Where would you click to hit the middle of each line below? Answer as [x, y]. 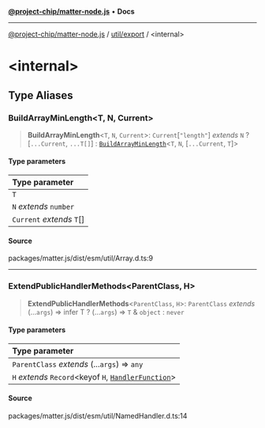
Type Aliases [41, 95]
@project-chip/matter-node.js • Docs [72, 11]
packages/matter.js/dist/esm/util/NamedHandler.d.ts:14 [98, 415]
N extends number [43, 206]
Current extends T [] [49, 219]
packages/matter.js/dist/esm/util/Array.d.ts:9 [81, 258]
